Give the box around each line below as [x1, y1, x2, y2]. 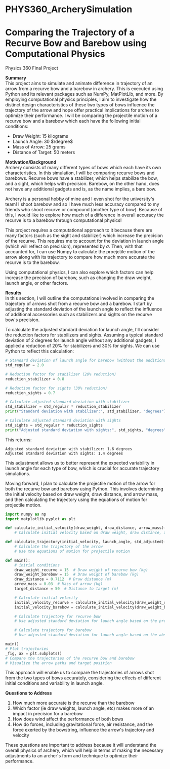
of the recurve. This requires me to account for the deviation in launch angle [5, 238, 164, 244]
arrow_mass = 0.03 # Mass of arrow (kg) [14, 582, 103, 587]
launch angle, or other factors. [5, 280, 68, 286]
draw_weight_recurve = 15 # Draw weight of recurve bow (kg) [14, 567, 148, 572]
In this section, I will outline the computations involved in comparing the [5, 295, 154, 301]
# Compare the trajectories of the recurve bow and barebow [5, 656, 135, 661]
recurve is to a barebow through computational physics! [5, 217, 122, 223]
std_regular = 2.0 [5, 363, 44, 368]
